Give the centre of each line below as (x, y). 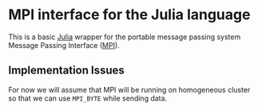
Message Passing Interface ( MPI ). (64, 45)
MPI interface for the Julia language (129, 15)
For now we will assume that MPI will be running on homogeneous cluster (129, 89)
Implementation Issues (67, 71)
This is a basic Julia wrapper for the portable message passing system (125, 37)
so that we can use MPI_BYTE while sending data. (88, 98)
